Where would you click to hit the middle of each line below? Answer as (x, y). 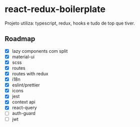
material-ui (23, 57)
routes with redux (30, 74)
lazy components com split (40, 51)
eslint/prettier (26, 85)
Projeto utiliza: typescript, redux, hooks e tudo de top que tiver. (70, 23)
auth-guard (24, 113)
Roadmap (20, 39)
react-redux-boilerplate (55, 9)
